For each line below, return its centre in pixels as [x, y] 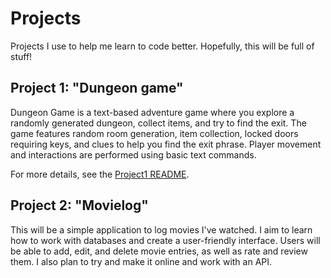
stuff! [21, 56]
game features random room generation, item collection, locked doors [154, 133]
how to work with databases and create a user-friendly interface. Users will [165, 240]
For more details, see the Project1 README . [100, 174]
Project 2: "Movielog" [79, 205]
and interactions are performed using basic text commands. [133, 154]
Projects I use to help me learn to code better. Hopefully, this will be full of [162, 46]
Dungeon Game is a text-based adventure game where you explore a [152, 112]
